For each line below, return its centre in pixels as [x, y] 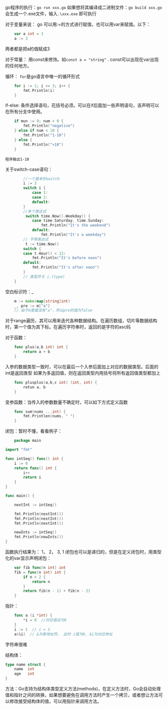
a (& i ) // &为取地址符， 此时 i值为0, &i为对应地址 [63, 634]
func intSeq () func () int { [34, 458]
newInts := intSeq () [35, 532]
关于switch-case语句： [29, 169]
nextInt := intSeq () [35, 505]
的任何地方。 [18, 66]
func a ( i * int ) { [33, 616]
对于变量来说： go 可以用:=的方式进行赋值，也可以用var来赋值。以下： [78, 24]
